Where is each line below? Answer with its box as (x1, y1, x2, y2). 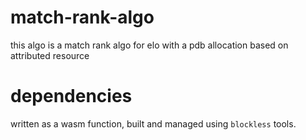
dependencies (10, 85, 133, 108)
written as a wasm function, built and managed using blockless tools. (10, 117, 297, 130)
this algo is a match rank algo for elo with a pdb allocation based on (10, 39, 289, 51)
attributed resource (10, 49, 90, 61)
